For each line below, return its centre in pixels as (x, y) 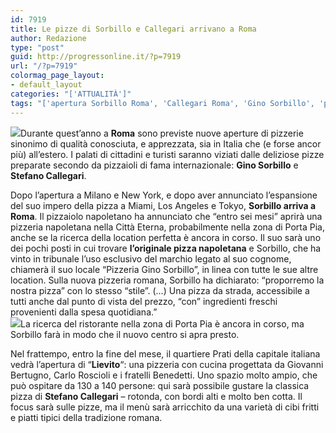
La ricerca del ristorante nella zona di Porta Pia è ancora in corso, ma (162, 323)
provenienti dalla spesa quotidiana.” (84, 312)
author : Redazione (48, 38)
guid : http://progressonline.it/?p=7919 (96, 57)
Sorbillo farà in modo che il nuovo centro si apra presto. (125, 334)
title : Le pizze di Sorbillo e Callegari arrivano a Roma (133, 29)
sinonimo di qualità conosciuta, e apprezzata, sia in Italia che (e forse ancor (166, 143)
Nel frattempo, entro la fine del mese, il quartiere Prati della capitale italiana (165, 353)
